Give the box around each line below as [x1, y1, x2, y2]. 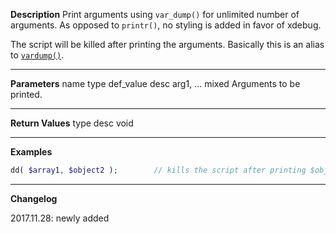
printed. [10, 89, 43, 100]
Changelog [10, 192, 58, 204]
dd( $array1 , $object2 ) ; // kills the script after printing [10, 165, 307, 175]
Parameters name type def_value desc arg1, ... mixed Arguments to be [10, 78, 301, 89]
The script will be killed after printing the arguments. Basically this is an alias [10, 39, 325, 50]
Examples [10, 146, 53, 158]
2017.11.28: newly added [10, 212, 110, 224]
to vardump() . [10, 49, 65, 61]
